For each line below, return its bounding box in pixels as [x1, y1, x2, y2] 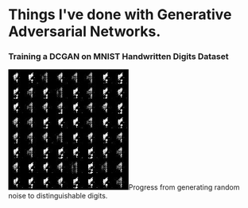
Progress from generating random [128, 182, 240, 192]
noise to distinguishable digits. [8, 191, 108, 201]
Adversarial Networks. [8, 22, 161, 41]
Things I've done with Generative [8, 6, 232, 24]
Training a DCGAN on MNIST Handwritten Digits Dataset [8, 51, 229, 62]
